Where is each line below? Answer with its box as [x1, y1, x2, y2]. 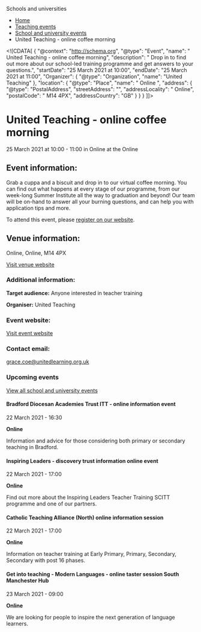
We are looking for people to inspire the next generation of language [6, 613, 175, 621]
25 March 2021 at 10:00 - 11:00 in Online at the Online [6, 145, 139, 152]
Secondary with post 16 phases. [6, 557, 86, 564]
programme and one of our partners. [6, 500, 97, 507]
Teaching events [14, 23, 56, 30]
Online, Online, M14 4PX [6, 249, 67, 257]
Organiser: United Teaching [6, 301, 76, 308]
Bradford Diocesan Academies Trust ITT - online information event [6, 401, 176, 408]
